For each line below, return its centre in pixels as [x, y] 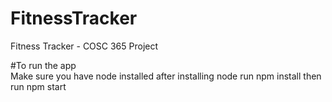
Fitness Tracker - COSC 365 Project [84, 46]
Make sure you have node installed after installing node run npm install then [166, 76]
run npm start [38, 86]
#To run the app [43, 65]
